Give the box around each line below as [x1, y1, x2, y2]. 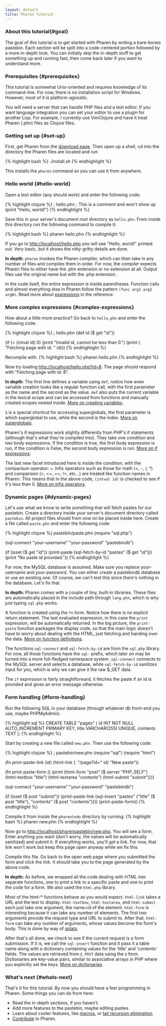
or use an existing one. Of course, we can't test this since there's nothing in [5, 575, 159, 581]
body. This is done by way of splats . [5, 925, 79, 931]
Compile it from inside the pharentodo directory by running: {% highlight [5, 813, 151, 820]
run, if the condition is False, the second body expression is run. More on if [5, 445, 158, 451]
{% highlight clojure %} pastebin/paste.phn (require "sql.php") [5, 530, 132, 536]
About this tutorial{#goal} [5, 28, 69, 35]
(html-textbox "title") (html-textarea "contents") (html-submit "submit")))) [5, 774, 155, 780]
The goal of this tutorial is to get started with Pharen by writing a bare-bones [5, 39, 161, 45]
